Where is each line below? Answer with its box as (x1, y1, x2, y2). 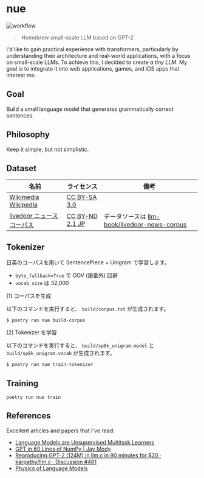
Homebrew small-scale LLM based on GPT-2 (21, 33, 134, 41)
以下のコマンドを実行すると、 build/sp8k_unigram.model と (6, 342, 155, 349)
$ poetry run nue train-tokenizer (6, 362, 94, 368)
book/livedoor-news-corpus (103, 220, 187, 229)
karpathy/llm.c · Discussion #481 (15, 458, 97, 465)
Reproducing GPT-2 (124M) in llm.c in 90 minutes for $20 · (15, 451, 161, 459)
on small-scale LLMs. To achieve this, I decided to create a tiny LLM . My (6, 58, 188, 66)
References (6, 410, 51, 421)
